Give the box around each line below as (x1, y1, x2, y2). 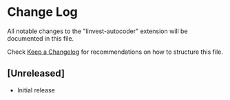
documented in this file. (7, 34, 74, 42)
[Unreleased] (7, 68, 65, 79)
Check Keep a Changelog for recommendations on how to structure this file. (7, 48, 224, 56)
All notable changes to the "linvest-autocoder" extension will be (7, 27, 188, 35)
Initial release (17, 86, 55, 94)
